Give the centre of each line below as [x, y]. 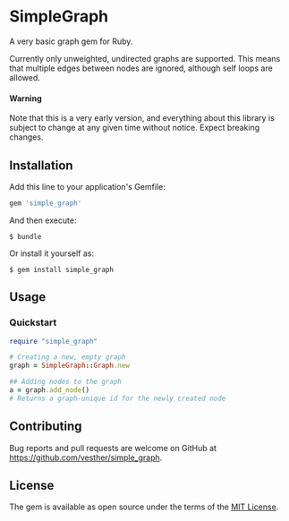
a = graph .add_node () [50, 390]
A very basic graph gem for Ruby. [71, 41]
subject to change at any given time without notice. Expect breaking [135, 128]
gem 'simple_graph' [46, 203]
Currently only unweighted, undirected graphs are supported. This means [145, 58]
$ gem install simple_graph [62, 269]
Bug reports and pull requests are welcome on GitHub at [113, 448]
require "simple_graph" [54, 341]
